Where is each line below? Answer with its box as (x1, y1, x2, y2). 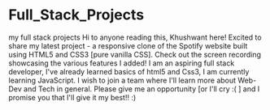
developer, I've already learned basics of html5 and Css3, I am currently (8, 66, 250, 76)
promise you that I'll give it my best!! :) (8, 92, 137, 102)
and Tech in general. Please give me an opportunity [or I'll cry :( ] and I (23, 83, 260, 94)
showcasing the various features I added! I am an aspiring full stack (8, 58, 235, 68)
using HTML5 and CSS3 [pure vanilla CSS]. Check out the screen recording (8, 49, 262, 59)
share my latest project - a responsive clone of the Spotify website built (8, 40, 248, 50)
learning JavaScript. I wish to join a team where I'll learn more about (8, 75, 237, 85)
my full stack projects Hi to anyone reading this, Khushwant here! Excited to (8, 32, 262, 42)
